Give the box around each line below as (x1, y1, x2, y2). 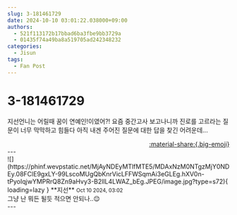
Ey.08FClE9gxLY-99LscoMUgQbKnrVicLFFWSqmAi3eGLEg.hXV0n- (7, 169, 205, 178)
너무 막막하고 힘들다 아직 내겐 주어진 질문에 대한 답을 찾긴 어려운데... (20, 126, 208, 134)
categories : (7, 43, 42, 50)
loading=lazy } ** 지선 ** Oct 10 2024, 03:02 (7, 185, 123, 194)
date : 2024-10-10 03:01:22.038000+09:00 (7, 17, 128, 24)
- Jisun (13, 50, 37, 57)
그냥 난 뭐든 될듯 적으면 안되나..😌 (7, 194, 100, 202)
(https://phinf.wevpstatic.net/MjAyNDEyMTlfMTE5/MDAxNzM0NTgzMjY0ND (7, 162, 230, 171)
